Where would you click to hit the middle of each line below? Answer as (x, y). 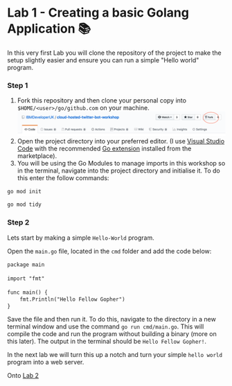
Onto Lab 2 (23, 375)
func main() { (28, 292)
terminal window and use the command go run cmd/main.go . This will (106, 326)
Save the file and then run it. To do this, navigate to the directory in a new (111, 319)
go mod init (24, 191)
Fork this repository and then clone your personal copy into (102, 100)
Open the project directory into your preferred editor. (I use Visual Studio (121, 141)
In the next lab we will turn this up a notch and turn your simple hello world (115, 354)
